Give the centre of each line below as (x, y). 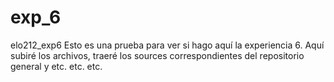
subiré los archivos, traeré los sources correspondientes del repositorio (157, 55)
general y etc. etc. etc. (56, 66)
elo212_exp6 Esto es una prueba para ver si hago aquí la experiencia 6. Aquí (167, 45)
